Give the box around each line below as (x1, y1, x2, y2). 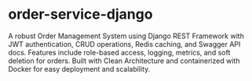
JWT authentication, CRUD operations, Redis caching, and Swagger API (8, 39, 241, 48)
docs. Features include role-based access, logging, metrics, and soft (8, 48, 231, 57)
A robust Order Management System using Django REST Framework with (8, 31, 245, 40)
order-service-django (8, 5, 153, 23)
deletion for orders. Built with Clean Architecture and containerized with (8, 56, 240, 65)
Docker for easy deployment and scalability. (8, 64, 151, 73)
